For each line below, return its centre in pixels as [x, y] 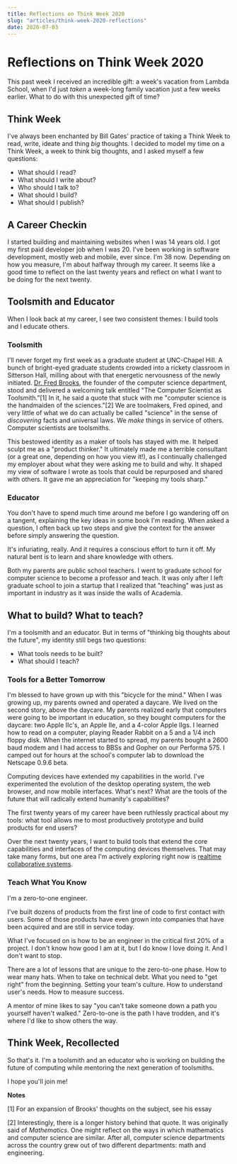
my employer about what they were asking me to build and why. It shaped [115, 464]
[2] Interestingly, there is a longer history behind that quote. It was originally [118, 1122]
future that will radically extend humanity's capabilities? [88, 799]
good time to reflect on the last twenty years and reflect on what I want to [115, 272]
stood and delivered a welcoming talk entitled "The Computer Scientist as [115, 390]
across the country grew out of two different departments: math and [107, 1145]
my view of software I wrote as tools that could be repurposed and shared [115, 472]
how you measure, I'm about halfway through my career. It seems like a [111, 264]
